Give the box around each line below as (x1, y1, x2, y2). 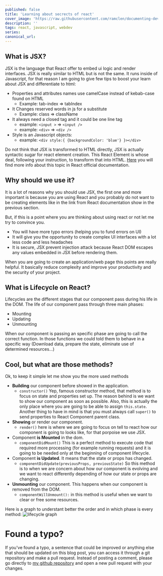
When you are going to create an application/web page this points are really (5, 259, 157, 265)
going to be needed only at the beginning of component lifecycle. (19, 450, 150, 456)
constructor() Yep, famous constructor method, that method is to (19, 388, 151, 394)
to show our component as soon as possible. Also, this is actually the (19, 398, 158, 404)
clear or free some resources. (19, 497, 79, 503)
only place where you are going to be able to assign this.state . (19, 403, 147, 410)
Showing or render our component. (12, 419, 83, 425)
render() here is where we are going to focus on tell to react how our (19, 424, 158, 430)
